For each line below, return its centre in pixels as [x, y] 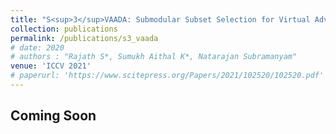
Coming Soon [53, 116]
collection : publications [64, 29]
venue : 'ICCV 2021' [51, 66]
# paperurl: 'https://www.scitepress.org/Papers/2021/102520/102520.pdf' [167, 76]
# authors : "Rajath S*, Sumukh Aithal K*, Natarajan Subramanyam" [154, 57]
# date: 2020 [37, 47]
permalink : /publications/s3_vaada [84, 38]
